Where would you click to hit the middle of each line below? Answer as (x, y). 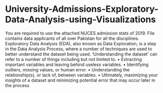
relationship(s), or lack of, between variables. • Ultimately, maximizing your (81, 75)
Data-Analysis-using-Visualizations (81, 19)
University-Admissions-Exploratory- (82, 9)
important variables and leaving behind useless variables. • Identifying (77, 64)
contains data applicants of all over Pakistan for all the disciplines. (72, 38)
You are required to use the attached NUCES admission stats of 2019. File (80, 33)
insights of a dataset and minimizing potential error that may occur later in (80, 80)
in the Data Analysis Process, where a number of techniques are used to (79, 49)
